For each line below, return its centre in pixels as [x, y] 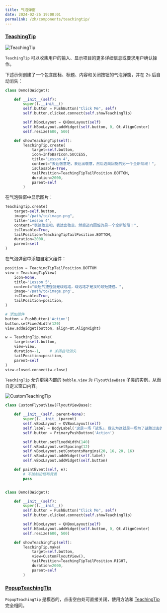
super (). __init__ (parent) [50, 419]
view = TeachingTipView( [31, 273]
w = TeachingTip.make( [29, 337]
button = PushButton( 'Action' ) [38, 319]
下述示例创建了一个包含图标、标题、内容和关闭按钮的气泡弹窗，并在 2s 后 [81, 74]
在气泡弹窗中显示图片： [29, 197]
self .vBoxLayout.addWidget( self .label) [64, 456]
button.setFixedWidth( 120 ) [33, 323]
